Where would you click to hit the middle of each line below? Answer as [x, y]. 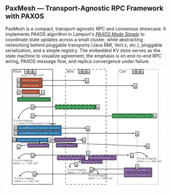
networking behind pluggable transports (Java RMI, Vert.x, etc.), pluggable [84, 45]
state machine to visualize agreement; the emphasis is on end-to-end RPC [83, 56]
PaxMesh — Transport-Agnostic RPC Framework [84, 8]
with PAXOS [25, 17]
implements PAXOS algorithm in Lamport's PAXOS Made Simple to [75, 34]
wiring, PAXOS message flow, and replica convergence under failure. [78, 61]
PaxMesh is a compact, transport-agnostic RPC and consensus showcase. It [86, 29]
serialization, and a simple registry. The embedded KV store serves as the [83, 50]
